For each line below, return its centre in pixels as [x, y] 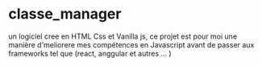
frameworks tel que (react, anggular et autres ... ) [90, 53]
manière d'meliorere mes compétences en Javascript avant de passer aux [131, 44]
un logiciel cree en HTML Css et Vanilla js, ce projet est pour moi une [123, 36]
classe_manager [65, 14]
